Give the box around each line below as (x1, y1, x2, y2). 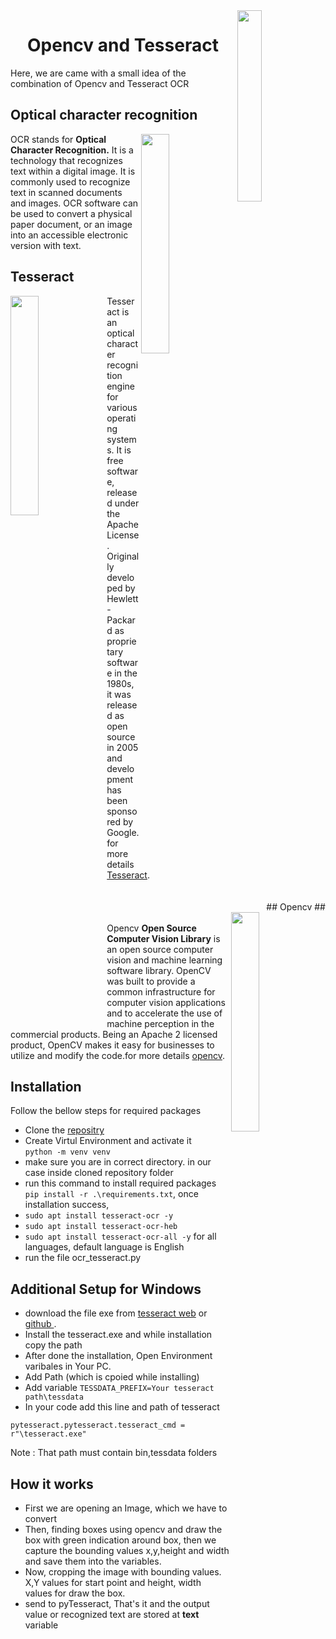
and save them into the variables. (24, 1555, 162, 1567)
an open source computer (106, 943, 214, 955)
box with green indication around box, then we (24, 1534, 217, 1546)
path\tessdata (24, 1392, 84, 1403)
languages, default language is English (24, 1241, 185, 1253)
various (106, 401, 138, 413)
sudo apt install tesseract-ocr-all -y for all (24, 1230, 217, 1243)
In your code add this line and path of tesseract (24, 1401, 220, 1413)
